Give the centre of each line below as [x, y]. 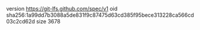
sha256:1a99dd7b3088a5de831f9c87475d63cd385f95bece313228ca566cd [100, 15]
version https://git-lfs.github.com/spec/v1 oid [62, 9]
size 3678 [49, 21]
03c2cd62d [21, 21]
